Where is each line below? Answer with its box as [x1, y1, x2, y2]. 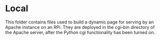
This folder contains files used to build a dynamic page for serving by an [5, 19, 154, 25]
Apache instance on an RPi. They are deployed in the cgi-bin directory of [5, 24, 155, 30]
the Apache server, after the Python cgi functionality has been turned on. [5, 29, 156, 35]
